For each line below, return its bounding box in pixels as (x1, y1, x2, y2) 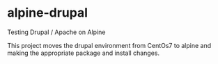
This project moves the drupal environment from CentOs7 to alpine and (7, 41, 212, 49)
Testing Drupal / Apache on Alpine (7, 28, 106, 36)
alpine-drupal (7, 5, 88, 21)
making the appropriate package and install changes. (7, 49, 160, 57)
